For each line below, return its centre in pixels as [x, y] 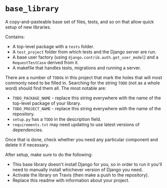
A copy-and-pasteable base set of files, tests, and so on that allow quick [80, 22]
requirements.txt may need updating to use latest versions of [76, 124]
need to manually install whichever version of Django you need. [78, 169]
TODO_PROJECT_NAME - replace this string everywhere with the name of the [86, 108]
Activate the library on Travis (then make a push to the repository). [81, 175]
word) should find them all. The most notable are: [56, 88]
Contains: [15, 37]
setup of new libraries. [28, 27]
